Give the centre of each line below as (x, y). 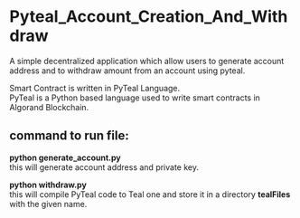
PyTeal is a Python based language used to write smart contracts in (135, 98)
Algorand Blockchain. (49, 107)
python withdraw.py (48, 185)
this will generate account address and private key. (104, 167)
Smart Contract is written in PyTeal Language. (95, 88)
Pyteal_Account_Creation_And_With (149, 17)
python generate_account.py (66, 157)
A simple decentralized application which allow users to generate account (147, 61)
